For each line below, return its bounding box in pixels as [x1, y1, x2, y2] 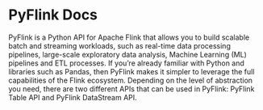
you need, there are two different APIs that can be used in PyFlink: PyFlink [8, 83, 255, 94]
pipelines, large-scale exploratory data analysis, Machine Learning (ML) [8, 49, 248, 59]
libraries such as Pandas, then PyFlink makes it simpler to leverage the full [8, 66, 255, 76]
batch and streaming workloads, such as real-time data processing [8, 40, 232, 50]
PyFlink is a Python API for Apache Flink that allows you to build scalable [8, 32, 250, 42]
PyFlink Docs [8, 6, 98, 24]
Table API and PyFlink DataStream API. [8, 92, 137, 102]
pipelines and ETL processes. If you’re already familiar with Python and [8, 58, 244, 68]
